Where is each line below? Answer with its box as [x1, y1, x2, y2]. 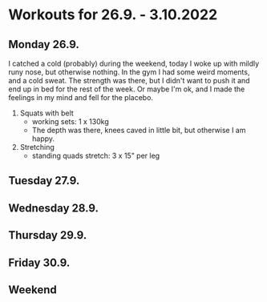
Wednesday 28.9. [8, 201, 99, 215]
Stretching [19, 143, 55, 151]
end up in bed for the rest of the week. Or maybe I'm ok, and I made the [8, 84, 245, 94]
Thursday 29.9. [8, 228, 87, 242]
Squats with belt [19, 108, 74, 118]
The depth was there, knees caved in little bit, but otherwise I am [31, 126, 246, 135]
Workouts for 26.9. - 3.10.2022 [8, 6, 218, 24]
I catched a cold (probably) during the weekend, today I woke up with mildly [8, 58, 260, 68]
